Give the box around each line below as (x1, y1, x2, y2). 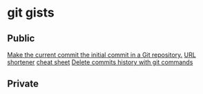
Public (7, 32, 35, 44)
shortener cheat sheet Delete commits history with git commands (7, 58, 193, 66)
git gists (7, 5, 55, 21)
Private (7, 78, 39, 90)
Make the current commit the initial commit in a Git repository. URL (7, 50, 197, 59)
